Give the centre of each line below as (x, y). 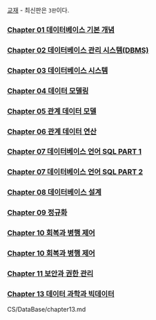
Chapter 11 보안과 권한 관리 (50, 274)
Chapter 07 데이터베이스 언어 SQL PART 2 (75, 172)
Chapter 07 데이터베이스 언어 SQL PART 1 (75, 152)
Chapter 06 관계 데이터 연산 (52, 132)
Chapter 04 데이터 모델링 (48, 91)
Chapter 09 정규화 (37, 213)
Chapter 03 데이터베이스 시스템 (58, 70)
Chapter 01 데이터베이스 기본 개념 (61, 30)
